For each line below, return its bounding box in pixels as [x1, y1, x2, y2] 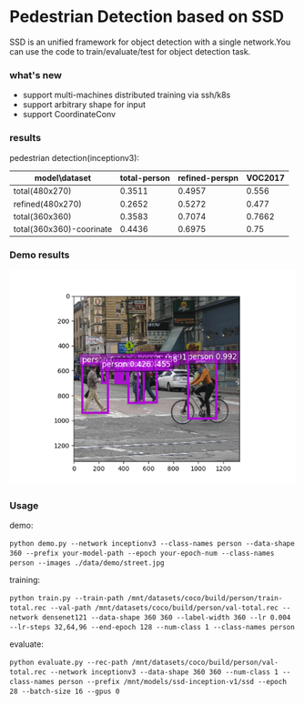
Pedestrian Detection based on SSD [9, 6, 285, 27]
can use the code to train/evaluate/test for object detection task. [9, 45, 251, 56]
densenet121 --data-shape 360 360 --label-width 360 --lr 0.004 [42, 613, 291, 622]
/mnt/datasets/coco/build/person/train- [127, 594, 283, 603]
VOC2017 [246, 173, 285, 184]
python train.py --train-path [9, 594, 125, 603]
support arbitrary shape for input [22, 99, 146, 110]
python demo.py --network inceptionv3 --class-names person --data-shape [9, 539, 296, 549]
